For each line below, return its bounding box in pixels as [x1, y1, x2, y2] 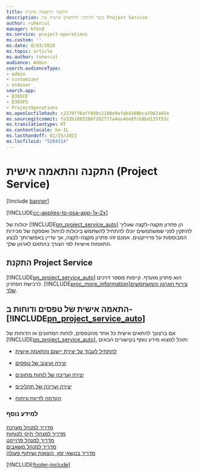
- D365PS [6, 99, 28, 105]
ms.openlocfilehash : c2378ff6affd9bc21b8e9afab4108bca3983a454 [6, 110, 170, 116]
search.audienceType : [6, 65, 61, 71]
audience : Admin [6, 59, 47, 65]
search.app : [6, 88, 36, 94]
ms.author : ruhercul [6, 54, 59, 60]
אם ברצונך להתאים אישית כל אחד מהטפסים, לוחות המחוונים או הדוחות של [6, 329, 176, 337]
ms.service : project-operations [6, 31, 88, 38]
